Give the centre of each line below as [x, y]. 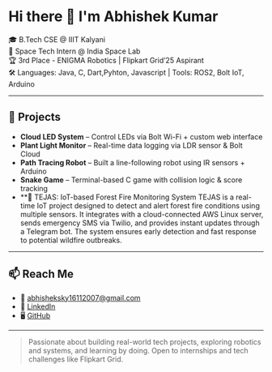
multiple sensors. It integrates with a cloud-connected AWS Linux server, [142, 214]
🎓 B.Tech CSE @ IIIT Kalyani [57, 39]
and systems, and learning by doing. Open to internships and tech [138, 350]
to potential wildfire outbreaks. [71, 240]
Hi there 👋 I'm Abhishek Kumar [113, 17]
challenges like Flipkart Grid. [76, 359]
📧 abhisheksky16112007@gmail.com [80, 297]
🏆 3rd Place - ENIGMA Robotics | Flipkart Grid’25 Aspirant [106, 60]
